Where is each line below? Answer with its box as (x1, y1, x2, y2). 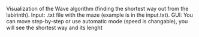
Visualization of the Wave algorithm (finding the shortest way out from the (6, 5, 189, 12)
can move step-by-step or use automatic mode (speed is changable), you (6, 18, 188, 24)
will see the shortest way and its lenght (6, 24, 103, 31)
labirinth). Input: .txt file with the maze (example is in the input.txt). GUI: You (6, 11, 193, 18)
